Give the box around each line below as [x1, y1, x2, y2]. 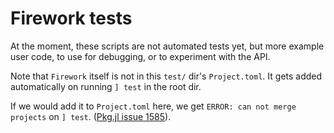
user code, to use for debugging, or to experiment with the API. [10, 50, 271, 62]
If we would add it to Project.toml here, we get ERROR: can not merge [10, 100, 297, 112]
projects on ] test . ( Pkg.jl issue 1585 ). [10, 110, 172, 122]
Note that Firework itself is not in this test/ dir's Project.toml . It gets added [10, 70, 323, 82]
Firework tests [10, 7, 133, 30]
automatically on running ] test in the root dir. [10, 80, 202, 92]
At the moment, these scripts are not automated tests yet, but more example [10, 40, 325, 52]
